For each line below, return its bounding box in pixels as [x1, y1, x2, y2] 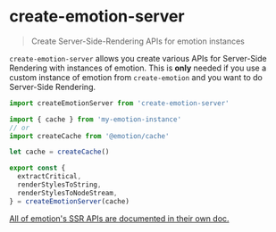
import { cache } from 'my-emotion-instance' [9, 114, 181, 124]
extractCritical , [17, 172, 82, 181]
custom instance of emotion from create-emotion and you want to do [9, 71, 263, 82]
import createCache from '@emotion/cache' [9, 131, 170, 140]
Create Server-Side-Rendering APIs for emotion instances [30, 36, 246, 46]
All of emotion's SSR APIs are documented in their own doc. [9, 212, 230, 224]
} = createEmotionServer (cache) [9, 196, 130, 206]
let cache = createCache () [9, 147, 110, 157]
